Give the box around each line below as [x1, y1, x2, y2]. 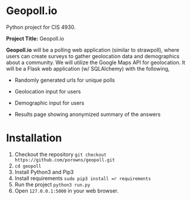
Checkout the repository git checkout [14, 151, 107, 158]
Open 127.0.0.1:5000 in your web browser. [14, 187, 119, 194]
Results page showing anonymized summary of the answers [14, 111, 161, 118]
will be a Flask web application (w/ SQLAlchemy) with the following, [6, 65, 170, 72]
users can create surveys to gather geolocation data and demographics [6, 52, 180, 59]
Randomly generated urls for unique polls [14, 76, 115, 84]
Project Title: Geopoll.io [6, 35, 65, 42]
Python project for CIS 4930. [6, 24, 76, 31]
